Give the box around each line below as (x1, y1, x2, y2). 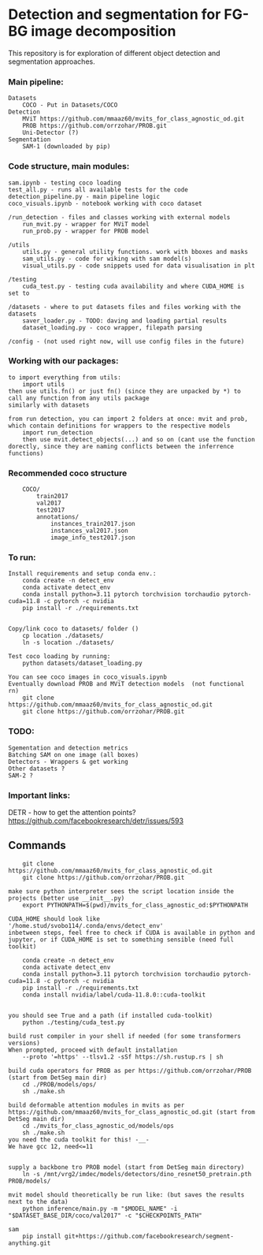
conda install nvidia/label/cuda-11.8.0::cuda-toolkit (22, 991, 206, 999)
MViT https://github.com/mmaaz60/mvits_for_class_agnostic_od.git (22, 115, 245, 123)
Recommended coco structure (8, 467, 128, 479)
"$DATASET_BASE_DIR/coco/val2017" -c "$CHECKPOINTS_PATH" (8, 1212, 202, 1220)
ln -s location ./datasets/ (22, 639, 114, 647)
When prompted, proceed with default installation (8, 1046, 178, 1054)
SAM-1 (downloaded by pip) (22, 143, 111, 151)
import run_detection (22, 428, 93, 437)
